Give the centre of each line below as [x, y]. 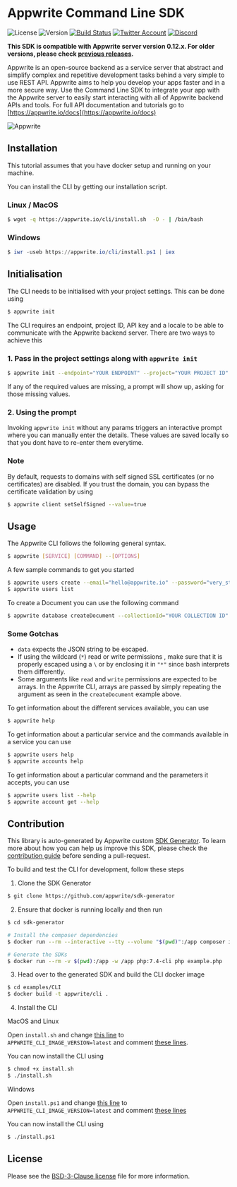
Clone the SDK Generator [54, 883]
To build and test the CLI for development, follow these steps [96, 869]
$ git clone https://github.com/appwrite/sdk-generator [91, 896]
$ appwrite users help [41, 754]
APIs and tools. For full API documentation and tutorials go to [96, 105]
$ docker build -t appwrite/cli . [58, 994]
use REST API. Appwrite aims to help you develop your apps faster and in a [116, 82]
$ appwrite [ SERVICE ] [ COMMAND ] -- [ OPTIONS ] [74, 556]
